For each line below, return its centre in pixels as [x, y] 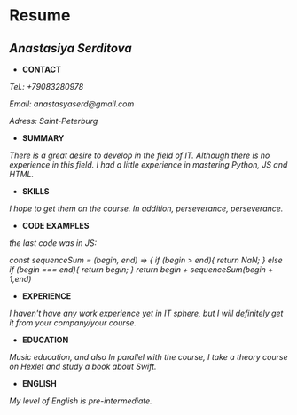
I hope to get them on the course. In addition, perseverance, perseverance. [146, 208]
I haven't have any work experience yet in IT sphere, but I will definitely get [146, 313]
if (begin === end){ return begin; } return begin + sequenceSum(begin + [141, 270]
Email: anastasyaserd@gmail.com [72, 104]
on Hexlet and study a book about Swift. [83, 366]
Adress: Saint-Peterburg [54, 121]
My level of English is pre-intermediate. [81, 401]
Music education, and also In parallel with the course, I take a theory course [148, 357]
